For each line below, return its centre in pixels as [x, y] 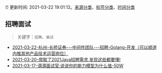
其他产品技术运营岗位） [45, 53]
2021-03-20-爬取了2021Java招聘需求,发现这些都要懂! [67, 59]
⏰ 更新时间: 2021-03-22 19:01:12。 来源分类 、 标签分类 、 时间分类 [70, 7]
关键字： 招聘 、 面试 [35, 37]
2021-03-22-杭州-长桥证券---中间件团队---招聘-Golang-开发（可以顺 [82, 47]
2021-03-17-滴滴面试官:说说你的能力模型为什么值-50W [68, 66]
